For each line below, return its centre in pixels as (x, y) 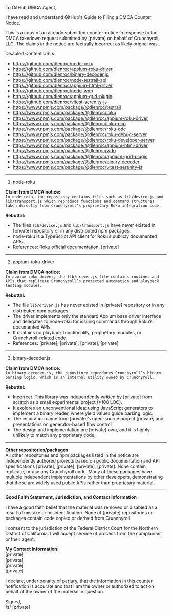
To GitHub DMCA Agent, (31, 7)
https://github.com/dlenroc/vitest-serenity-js (60, 102)
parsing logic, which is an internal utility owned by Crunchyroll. (80, 377)
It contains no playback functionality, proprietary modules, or (77, 332)
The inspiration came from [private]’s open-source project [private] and (88, 419)
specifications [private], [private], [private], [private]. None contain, (76, 466)
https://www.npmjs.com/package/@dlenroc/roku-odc (69, 129)
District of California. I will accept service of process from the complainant (84, 534)
